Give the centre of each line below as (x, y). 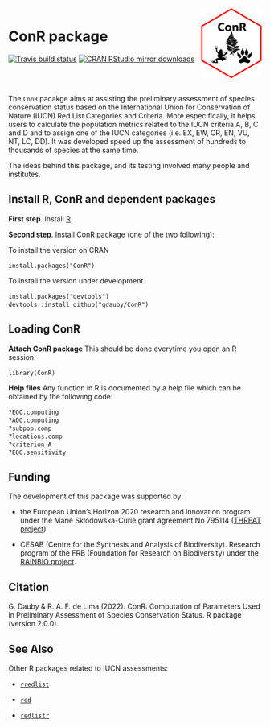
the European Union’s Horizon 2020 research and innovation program (135, 512)
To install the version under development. (77, 280)
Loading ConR (44, 329)
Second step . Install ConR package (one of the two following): (111, 234)
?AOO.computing (34, 420)
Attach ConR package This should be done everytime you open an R (123, 349)
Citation (29, 587)
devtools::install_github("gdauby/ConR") (79, 304)
